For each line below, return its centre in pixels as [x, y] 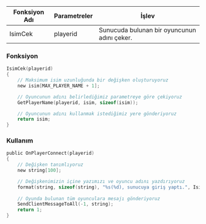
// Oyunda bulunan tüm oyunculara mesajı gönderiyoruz [89, 198]
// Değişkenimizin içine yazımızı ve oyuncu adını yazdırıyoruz [101, 181]
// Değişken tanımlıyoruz [51, 165]
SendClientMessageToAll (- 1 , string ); [66, 204]
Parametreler [74, 16]
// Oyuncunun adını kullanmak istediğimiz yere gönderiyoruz [97, 114]
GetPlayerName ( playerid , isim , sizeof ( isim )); [78, 103]
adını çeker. [116, 38]
